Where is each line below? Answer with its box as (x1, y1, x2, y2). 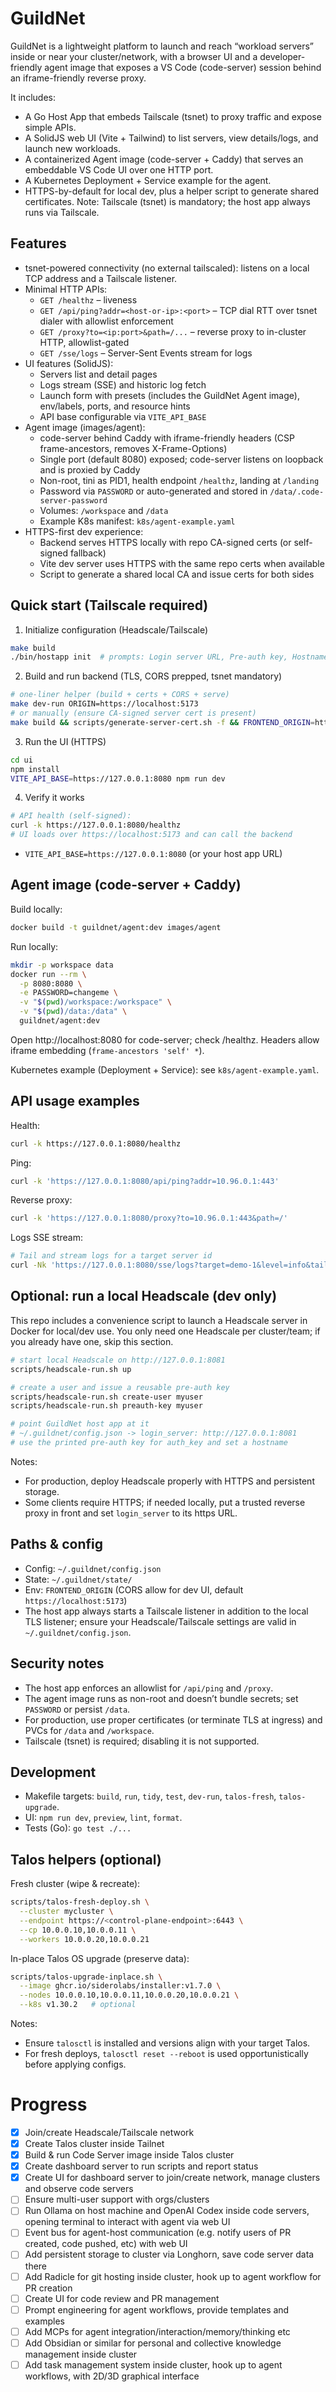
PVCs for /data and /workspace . (24, 1724, 155, 1736)
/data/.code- (269, 487, 325, 497)
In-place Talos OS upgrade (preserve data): (10, 1952, 190, 1964)
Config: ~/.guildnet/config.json (24, 1562, 162, 1574)
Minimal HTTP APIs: (24, 283, 108, 295)
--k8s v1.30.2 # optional (19, 2000, 137, 2010)
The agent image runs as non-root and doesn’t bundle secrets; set (24, 1692, 299, 1704)
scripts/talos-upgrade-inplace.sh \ (10, 1972, 163, 1982)
